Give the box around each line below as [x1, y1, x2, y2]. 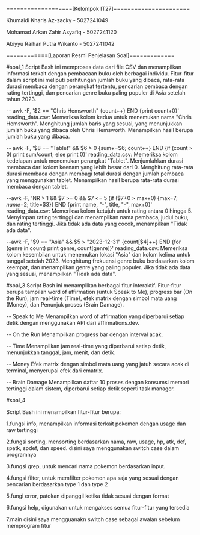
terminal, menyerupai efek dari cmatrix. [6, 367, 104, 374]
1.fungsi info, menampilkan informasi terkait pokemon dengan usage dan [6, 420, 186, 427]
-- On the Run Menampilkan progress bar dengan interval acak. [6, 331, 163, 338]
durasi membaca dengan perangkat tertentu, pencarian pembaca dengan [6, 83, 188, 90]
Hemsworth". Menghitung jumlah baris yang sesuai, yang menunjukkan [6, 120, 183, 127]
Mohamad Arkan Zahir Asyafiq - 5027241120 [6, 28, 117, 36]
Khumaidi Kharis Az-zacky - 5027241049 [6, 17, 109, 23]
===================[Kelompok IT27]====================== [6, 5, 190, 12]
